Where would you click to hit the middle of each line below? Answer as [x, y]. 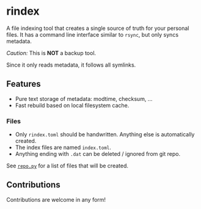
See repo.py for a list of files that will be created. [68, 166]
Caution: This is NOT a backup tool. [51, 53]
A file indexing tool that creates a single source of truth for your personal [98, 28]
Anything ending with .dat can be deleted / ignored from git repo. [98, 154]
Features [24, 84]
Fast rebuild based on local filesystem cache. [72, 105]
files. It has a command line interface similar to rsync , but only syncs [93, 34]
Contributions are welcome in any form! [56, 199]
